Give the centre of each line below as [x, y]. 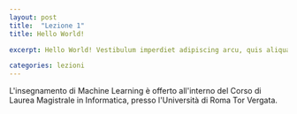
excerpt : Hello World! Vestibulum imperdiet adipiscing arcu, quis [136, 49]
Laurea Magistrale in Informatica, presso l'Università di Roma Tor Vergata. [144, 100]
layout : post [33, 17]
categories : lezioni [47, 66]
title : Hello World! [47, 34]
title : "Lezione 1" [47, 26]
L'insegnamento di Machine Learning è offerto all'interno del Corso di [135, 91]
